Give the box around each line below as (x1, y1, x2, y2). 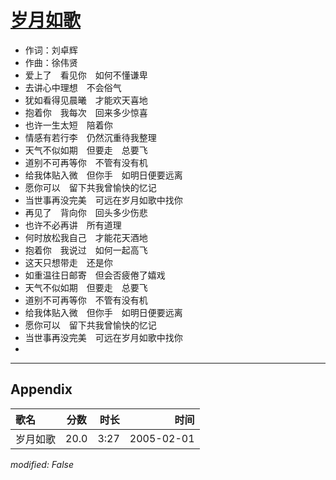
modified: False (10, 458, 75, 470)
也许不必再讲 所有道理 (24, 219, 122, 231)
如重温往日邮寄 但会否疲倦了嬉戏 (24, 269, 166, 281)
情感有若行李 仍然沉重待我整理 (24, 131, 157, 143)
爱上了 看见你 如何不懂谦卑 (24, 69, 148, 81)
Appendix (10, 381, 73, 398)
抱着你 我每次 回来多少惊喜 (24, 106, 148, 118)
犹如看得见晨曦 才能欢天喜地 (24, 94, 148, 106)
